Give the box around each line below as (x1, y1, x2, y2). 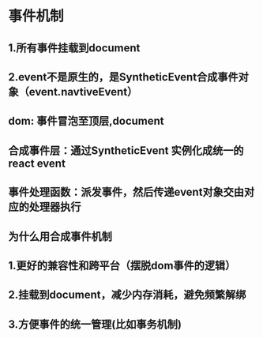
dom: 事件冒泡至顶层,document (8, 115, 164, 128)
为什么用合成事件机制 (8, 230, 112, 243)
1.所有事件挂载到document (8, 41, 141, 54)
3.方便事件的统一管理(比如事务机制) (8, 317, 182, 331)
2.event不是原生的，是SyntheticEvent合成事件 (8, 70, 239, 84)
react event (8, 156, 66, 170)
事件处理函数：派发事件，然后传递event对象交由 (8, 186, 245, 199)
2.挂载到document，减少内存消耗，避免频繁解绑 (8, 288, 246, 302)
